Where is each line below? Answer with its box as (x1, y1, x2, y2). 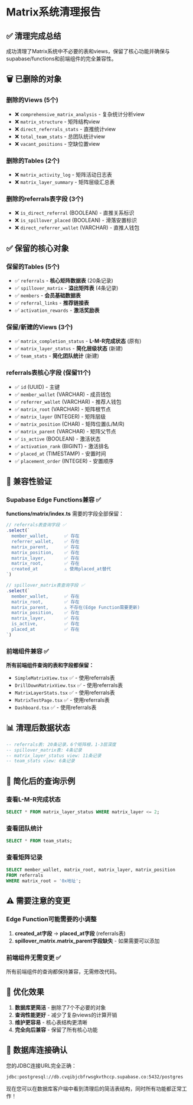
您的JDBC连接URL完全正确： (6, 1062, 77, 1069)
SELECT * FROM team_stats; (6, 838, 73, 844)
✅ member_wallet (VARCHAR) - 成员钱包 (14, 391, 111, 398)
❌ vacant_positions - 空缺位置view (14, 140, 100, 147)
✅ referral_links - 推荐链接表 (14, 299, 90, 306)
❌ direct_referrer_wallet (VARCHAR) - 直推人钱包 (14, 224, 140, 231)
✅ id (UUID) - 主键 (14, 383, 60, 390)
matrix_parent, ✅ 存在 (11, 544, 80, 550)
